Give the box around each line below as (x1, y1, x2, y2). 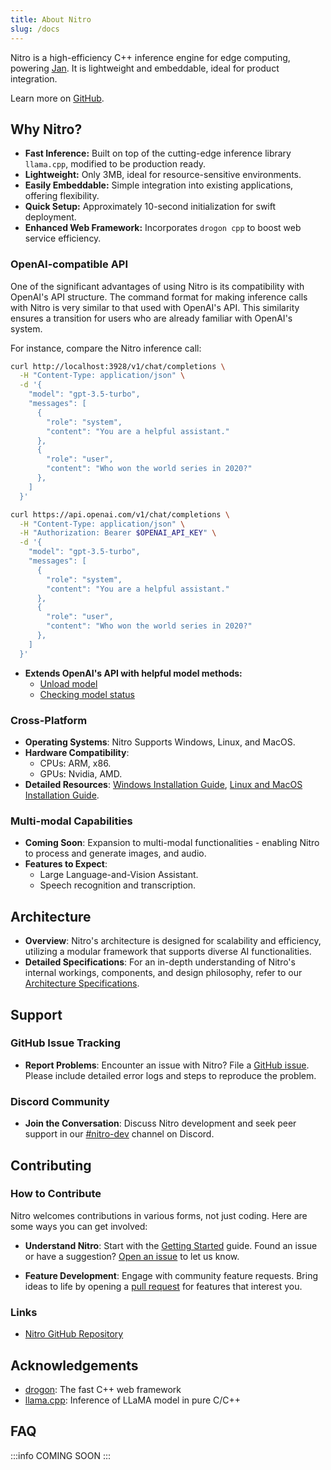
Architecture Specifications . (24, 977, 140, 990)
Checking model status (39, 688, 135, 700)
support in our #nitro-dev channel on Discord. (24, 1128, 215, 1140)
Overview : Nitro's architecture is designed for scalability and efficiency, (24, 935, 322, 947)
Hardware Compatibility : (24, 747, 130, 759)
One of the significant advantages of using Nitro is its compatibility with (10, 280, 305, 292)
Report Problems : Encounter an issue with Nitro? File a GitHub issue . (24, 1059, 310, 1071)
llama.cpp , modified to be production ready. (24, 158, 207, 170)
